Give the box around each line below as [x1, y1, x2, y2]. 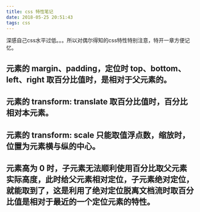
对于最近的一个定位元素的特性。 [37, 197, 155, 207]
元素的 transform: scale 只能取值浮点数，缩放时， [6, 130, 190, 140]
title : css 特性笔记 [6, 8, 54, 15]
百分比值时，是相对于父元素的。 [54, 74, 171, 85]
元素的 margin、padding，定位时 [6, 63, 129, 73]
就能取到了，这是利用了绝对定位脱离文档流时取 [6, 185, 179, 195]
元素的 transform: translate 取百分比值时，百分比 [6, 96, 188, 107]
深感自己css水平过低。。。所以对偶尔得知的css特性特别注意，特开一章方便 [6, 37, 185, 44]
